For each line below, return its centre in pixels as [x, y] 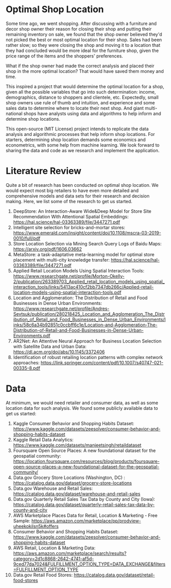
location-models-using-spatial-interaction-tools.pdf [67, 292]
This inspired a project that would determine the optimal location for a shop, [85, 86]
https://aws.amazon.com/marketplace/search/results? [70, 553]
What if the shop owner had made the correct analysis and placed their [80, 66]
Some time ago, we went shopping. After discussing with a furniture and [81, 23]
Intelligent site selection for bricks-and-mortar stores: [69, 227]
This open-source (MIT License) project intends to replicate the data [77, 129]
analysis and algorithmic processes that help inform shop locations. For [80, 134]
